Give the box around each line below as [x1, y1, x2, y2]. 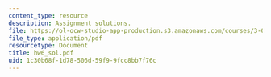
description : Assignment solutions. [8, 19, 131, 27]
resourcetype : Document [8, 42, 89, 50]
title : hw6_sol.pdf [8, 49, 74, 57]
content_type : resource [8, 11, 89, 20]
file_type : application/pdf [8, 34, 103, 43]
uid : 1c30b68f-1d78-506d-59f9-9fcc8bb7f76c [8, 57, 157, 65]
